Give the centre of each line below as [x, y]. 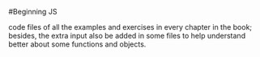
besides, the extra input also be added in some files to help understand [127, 36]
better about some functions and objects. [77, 44]
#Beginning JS [33, 12]
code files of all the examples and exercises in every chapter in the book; [130, 27]
